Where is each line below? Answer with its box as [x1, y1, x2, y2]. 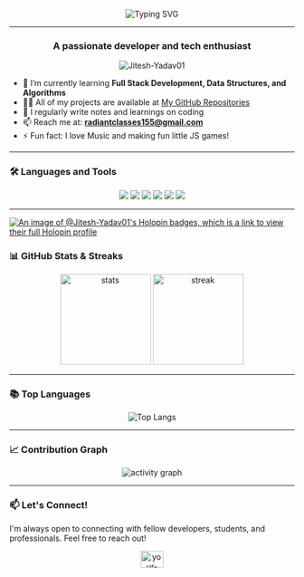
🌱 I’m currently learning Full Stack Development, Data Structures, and [22, 78, 287, 89]
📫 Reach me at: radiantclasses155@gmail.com [22, 117, 204, 128]
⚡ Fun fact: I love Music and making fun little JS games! [22, 130, 229, 141]
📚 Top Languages [9, 388, 91, 400]
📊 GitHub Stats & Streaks [9, 249, 124, 262]
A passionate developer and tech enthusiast [52, 39, 252, 52]
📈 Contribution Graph [9, 444, 109, 457]
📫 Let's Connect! [9, 499, 89, 512]
